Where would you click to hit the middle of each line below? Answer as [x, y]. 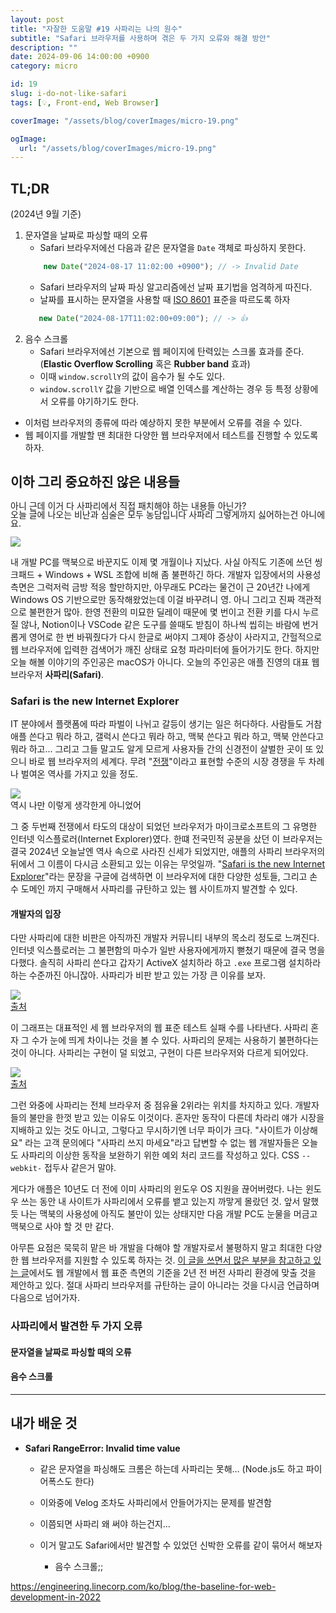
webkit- [26, 1169]
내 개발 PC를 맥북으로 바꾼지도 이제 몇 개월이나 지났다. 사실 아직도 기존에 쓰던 [161, 562]
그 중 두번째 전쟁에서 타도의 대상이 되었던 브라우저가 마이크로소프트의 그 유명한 [164, 826]
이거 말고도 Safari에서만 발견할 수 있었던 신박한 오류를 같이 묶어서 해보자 [181, 1545]
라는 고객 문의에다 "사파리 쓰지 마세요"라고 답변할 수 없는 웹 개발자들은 [162, 1143]
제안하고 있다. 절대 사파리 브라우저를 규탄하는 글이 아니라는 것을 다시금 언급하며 [165, 1285]
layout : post [37, 19]
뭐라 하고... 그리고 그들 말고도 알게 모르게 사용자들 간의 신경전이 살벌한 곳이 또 [162, 748]
